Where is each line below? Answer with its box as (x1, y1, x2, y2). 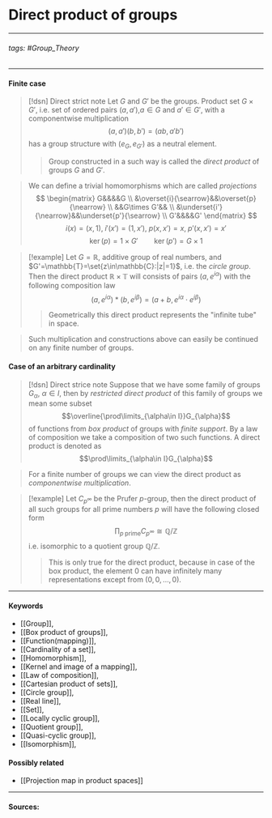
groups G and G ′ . (48, 165, 105, 175)
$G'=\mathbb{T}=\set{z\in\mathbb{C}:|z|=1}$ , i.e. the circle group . (28, 262, 251, 271)
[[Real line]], (19, 697, 62, 706)
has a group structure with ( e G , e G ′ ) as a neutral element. (28, 139, 217, 151)
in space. (48, 318, 79, 329)
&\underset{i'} (176, 202, 223, 212)
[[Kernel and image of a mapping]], (19, 662, 138, 671)
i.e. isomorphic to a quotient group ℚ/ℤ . (28, 541, 160, 552)
